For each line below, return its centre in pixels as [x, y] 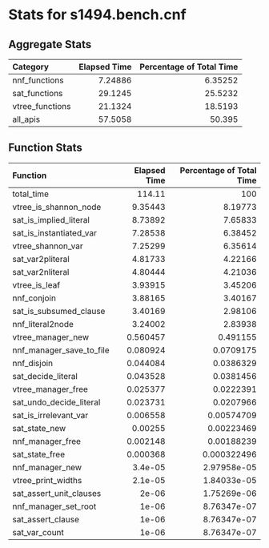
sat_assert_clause [46, 519]
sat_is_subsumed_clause [59, 311]
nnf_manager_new [47, 467]
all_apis [26, 119]
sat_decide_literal [45, 376]
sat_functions [38, 93]
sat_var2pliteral [41, 259]
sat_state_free [39, 454]
